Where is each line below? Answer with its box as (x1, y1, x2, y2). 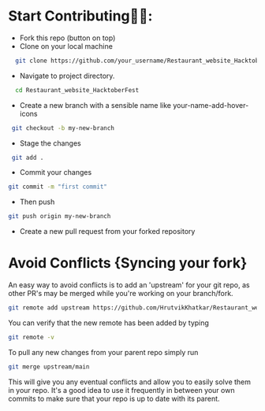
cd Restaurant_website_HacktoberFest (15, 86, 140, 94)
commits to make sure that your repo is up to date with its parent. (8, 394, 220, 403)
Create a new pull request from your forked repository (19, 227, 196, 236)
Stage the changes (19, 138, 81, 148)
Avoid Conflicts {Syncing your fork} (8, 254, 248, 272)
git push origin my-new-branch (8, 213, 111, 220)
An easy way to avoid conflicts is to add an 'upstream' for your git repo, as (8, 280, 250, 290)
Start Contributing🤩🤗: (8, 7, 153, 25)
